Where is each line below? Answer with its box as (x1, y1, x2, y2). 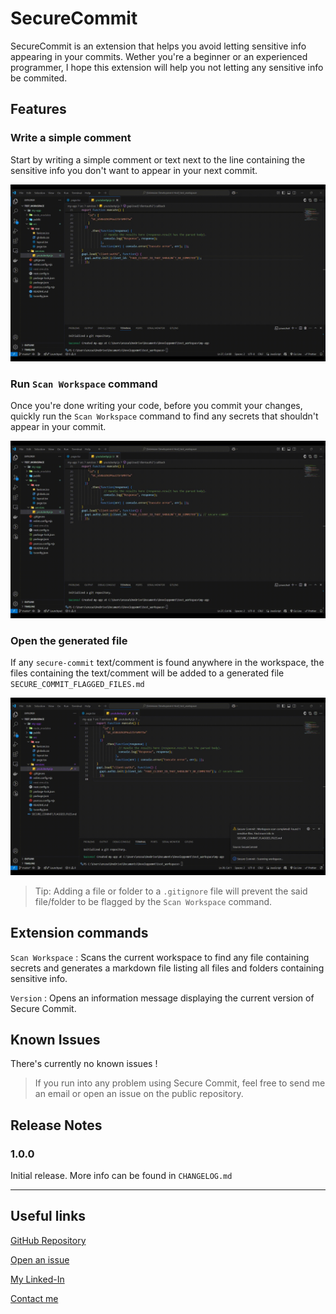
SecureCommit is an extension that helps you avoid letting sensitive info (10, 40, 307, 52)
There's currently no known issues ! (10, 1058, 158, 1070)
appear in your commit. (10, 421, 107, 433)
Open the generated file (10, 633, 128, 647)
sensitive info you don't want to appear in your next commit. (10, 164, 258, 176)
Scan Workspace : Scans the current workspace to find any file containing (10, 951, 310, 963)
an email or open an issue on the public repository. (34, 1088, 244, 1100)
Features (10, 101, 67, 118)
